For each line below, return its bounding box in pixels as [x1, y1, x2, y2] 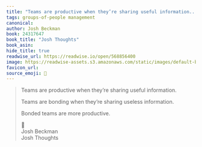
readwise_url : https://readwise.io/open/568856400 [6, 53, 136, 59]
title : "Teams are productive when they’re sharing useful [6, 8, 158, 15]
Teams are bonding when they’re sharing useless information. [20, 98, 174, 106]
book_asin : [6, 43, 34, 49]
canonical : [6, 20, 34, 26]
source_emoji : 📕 [6, 70, 47, 76]
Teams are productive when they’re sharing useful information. [20, 86, 177, 94]
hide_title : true [6, 48, 50, 54]
